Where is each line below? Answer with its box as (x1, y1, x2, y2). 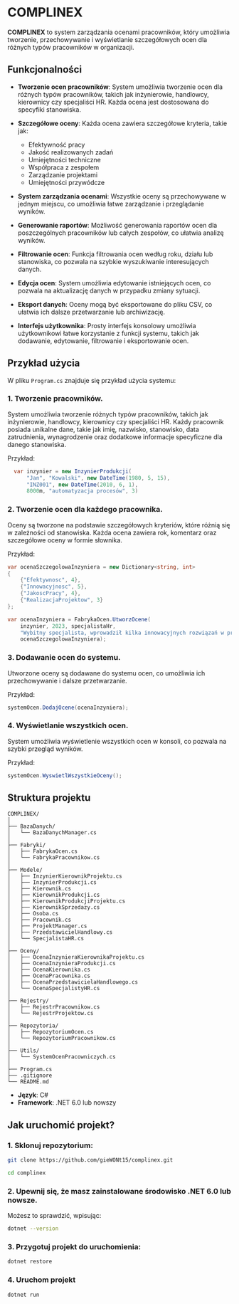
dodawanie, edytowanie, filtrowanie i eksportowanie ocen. (17, 336, 189, 345)
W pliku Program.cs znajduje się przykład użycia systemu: (7, 376, 176, 384)
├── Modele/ (7, 866, 43, 874)
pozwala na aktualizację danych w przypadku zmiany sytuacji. (17, 286, 201, 295)
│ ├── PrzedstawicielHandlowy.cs (7, 929, 113, 936)
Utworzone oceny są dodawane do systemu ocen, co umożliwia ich (7, 668, 206, 677)
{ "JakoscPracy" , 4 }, (20, 590, 81, 597)
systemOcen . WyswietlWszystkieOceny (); (7, 772, 122, 779)
